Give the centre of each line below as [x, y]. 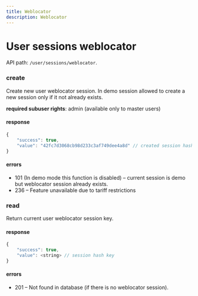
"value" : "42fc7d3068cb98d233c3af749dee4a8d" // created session [99, 145]
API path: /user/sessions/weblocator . [52, 63]
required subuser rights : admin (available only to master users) [83, 108]
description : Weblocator [37, 17]
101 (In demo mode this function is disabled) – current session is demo [100, 177]
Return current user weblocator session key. [60, 218]
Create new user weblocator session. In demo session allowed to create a [96, 91]
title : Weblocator [29, 12]
